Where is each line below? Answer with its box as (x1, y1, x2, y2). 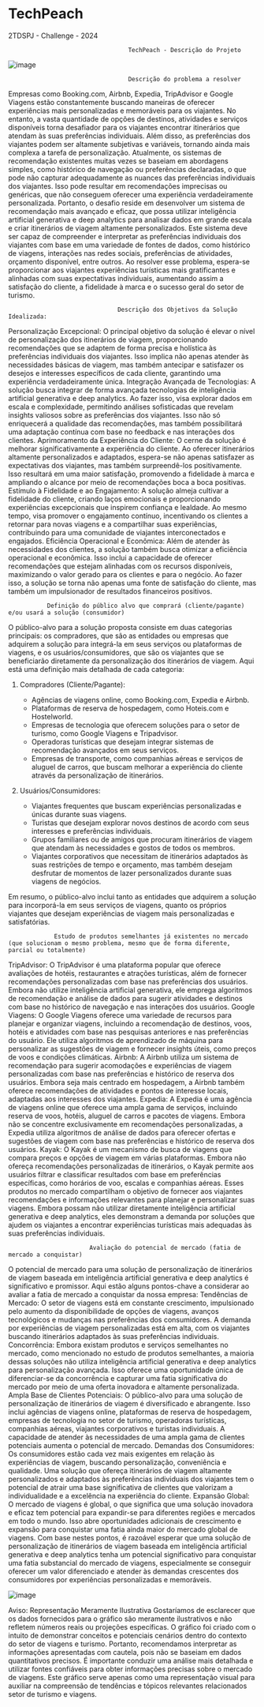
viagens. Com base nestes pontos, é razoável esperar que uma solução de (8, 1533, 251, 1542)
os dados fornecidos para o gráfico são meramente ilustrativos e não (8, 1614, 232, 1623)
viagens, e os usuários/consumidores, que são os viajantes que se (8, 647, 225, 657)
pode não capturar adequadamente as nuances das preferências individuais (8, 173, 256, 182)
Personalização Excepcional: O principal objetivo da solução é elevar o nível (8, 326, 255, 336)
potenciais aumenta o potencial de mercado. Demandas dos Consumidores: (8, 1440, 255, 1450)
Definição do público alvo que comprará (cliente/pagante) (46, 602, 245, 610)
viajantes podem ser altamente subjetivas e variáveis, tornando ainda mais (8, 139, 251, 148)
